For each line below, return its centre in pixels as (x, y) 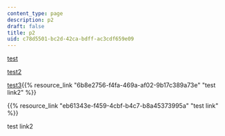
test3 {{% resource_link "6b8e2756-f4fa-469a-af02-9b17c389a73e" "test (111, 85)
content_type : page (35, 13)
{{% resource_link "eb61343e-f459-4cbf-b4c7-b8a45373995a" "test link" (113, 106)
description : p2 (30, 20)
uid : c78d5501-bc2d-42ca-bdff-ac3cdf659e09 (71, 39)
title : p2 (21, 33)
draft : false (26, 26)
